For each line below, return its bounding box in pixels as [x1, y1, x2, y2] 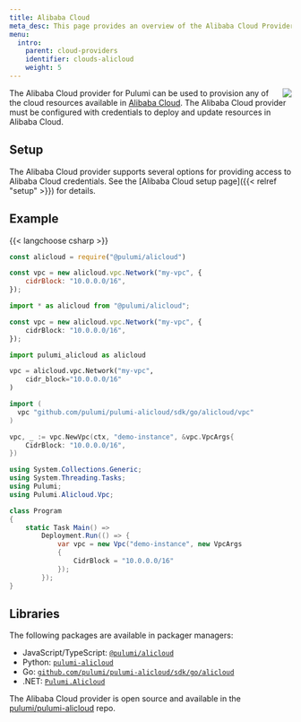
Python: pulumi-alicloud [21, 657, 114, 668]
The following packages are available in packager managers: [9, 630, 234, 641]
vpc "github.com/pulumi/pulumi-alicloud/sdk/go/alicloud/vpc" [17, 407, 254, 417]
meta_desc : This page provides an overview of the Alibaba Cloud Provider [9, 22, 295, 30]
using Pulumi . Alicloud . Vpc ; [9, 490, 115, 499]
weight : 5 [25, 64, 63, 73]
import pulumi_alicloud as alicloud [9, 351, 146, 360]
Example [9, 212, 59, 227]
